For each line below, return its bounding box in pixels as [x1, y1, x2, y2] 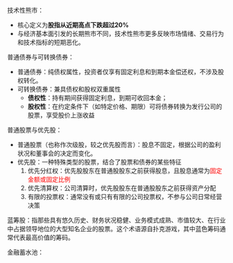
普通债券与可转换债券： [7, 53, 74, 61]
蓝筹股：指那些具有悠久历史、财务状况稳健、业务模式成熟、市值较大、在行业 [7, 216, 226, 224]
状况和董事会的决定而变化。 [17, 149, 97, 158]
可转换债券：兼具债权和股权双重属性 [17, 85, 121, 93]
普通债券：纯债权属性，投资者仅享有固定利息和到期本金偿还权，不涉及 [17, 68, 218, 76]
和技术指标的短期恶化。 [17, 38, 85, 46]
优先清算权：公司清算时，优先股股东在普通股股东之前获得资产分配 [27, 184, 216, 192]
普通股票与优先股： [7, 126, 62, 134]
